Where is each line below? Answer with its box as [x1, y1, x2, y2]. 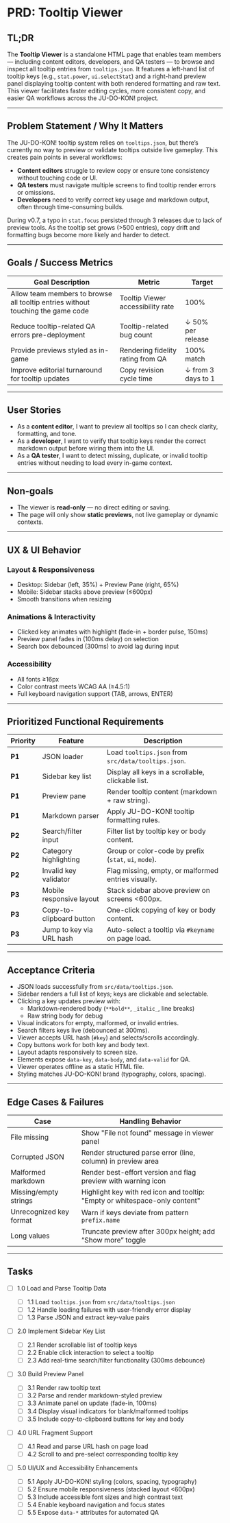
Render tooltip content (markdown [107, 787, 218, 797]
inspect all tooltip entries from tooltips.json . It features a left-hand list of [7, 65, 215, 73]
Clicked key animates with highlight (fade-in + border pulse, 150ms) [16, 627, 209, 636]
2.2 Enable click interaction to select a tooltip [27, 1349, 155, 1357]
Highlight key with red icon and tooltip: [81, 1187, 205, 1197]
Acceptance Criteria [7, 964, 95, 976]
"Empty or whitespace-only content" [81, 1195, 201, 1205]
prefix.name [81, 1216, 120, 1224]
